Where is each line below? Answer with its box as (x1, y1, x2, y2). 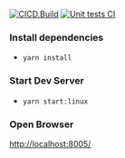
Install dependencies (9, 31, 104, 44)
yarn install (22, 54, 72, 63)
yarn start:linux (22, 96, 89, 106)
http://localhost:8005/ (9, 138, 91, 149)
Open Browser (9, 118, 74, 131)
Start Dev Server (9, 74, 84, 87)
